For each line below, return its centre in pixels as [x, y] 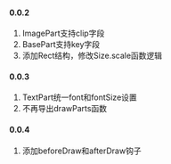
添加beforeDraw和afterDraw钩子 [81, 151]
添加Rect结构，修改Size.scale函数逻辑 [92, 56]
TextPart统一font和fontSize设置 [80, 97]
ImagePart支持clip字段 [63, 33]
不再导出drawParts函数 [65, 109]
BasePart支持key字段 [61, 45]
